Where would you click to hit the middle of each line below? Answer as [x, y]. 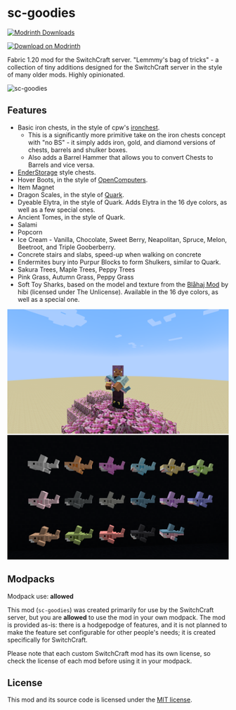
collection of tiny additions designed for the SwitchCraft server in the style [115, 67]
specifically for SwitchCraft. [47, 640]
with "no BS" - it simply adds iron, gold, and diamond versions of [122, 142]
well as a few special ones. [56, 210]
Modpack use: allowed [40, 596]
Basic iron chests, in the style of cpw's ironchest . [88, 127]
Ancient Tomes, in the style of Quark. [71, 217]
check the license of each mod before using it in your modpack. [100, 661]
